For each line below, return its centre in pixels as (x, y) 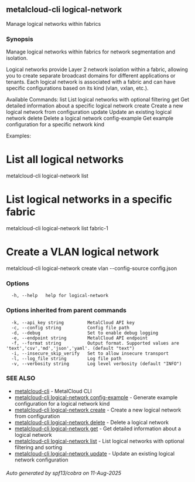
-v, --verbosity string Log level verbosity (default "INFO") (97, 363)
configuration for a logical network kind (62, 403)
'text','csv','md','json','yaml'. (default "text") (70, 348)
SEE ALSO (21, 378)
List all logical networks (65, 159)
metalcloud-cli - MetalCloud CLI (53, 391)
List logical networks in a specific (89, 200)
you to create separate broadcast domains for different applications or (91, 76)
